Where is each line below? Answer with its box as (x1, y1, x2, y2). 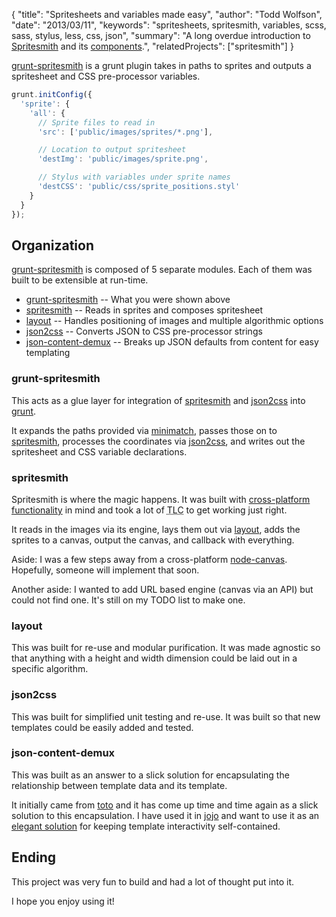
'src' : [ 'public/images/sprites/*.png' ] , (37, 127, 214, 137)
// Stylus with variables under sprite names (37, 172, 231, 183)
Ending (11, 849, 57, 866)
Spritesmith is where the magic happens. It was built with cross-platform (11, 493, 311, 505)
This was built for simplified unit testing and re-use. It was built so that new (11, 710, 321, 723)
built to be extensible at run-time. (11, 274, 149, 286)
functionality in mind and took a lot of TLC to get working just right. (11, 504, 288, 516)
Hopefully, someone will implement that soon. (11, 564, 200, 576)
